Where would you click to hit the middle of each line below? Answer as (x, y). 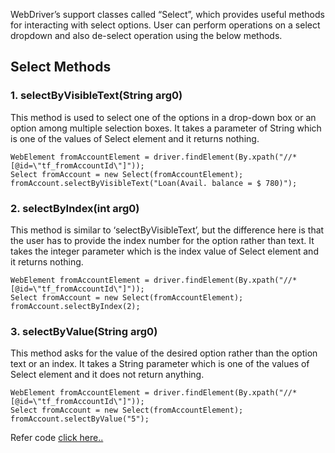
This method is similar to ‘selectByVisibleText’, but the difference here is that (167, 230)
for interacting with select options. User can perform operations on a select (165, 25)
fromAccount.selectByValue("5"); (80, 419)
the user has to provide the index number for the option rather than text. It (162, 240)
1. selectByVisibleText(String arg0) (96, 96)
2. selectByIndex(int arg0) (75, 208)
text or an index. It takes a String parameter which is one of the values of (160, 364)
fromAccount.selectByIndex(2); (75, 306)
